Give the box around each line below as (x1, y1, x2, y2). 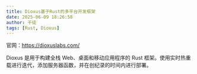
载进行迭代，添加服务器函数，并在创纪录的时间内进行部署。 (6, 62, 152, 69)
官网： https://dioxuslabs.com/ (6, 42, 80, 49)
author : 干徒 (6, 19, 37, 25)
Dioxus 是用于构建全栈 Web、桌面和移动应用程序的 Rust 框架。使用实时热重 (6, 54, 191, 62)
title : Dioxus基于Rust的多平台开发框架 (6, 8, 96, 15)
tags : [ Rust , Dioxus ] (6, 25, 60, 31)
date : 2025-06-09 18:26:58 (6, 14, 73, 20)
